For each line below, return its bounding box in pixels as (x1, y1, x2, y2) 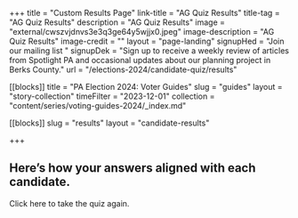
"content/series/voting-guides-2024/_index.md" (9, 101, 187, 110)
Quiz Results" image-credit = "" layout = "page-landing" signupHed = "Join (9, 36, 285, 46)
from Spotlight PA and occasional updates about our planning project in (9, 55, 271, 65)
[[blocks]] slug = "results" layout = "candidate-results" (9, 117, 210, 128)
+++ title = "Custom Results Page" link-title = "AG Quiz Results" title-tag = (9, 8, 280, 18)
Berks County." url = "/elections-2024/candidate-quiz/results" (9, 64, 238, 75)
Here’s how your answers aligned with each (9, 160, 256, 176)
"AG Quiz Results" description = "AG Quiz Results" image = (9, 17, 225, 28)
